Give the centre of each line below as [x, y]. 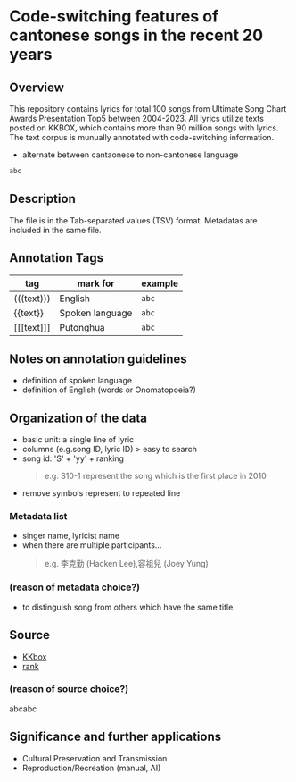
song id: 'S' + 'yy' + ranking [73, 458]
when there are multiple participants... [92, 545]
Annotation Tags [57, 258]
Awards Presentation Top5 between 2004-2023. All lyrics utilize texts [137, 118]
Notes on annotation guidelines [98, 359]
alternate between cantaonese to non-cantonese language [130, 155]
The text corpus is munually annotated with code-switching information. [142, 137]
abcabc [23, 709]
